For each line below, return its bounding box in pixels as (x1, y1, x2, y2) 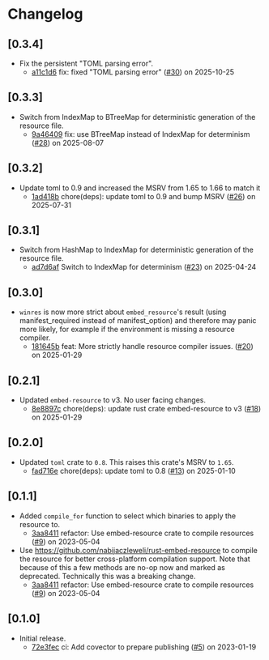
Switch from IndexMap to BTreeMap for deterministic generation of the (19, 112, 256, 121)
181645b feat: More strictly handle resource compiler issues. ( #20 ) (31, 342, 254, 351)
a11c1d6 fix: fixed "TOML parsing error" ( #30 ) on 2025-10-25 (31, 67, 235, 77)
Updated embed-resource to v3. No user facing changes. (19, 395, 206, 405)
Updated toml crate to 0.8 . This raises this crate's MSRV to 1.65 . (19, 457, 234, 466)
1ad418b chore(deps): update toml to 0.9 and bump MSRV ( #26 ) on (31, 191, 256, 201)
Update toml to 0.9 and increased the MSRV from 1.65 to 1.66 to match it (19, 183, 261, 193)
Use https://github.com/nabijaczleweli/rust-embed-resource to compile (19, 545, 258, 555)
